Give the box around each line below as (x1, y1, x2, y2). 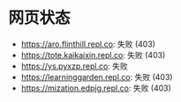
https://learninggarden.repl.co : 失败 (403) (20, 71, 173, 82)
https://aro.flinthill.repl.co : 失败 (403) (20, 39, 156, 49)
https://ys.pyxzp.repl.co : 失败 (20, 61, 129, 71)
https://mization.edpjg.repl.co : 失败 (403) (20, 83, 171, 93)
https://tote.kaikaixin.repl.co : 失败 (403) (20, 49, 166, 60)
